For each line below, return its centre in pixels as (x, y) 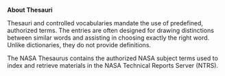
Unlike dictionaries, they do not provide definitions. (79, 45)
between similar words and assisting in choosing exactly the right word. (108, 38)
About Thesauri (30, 10)
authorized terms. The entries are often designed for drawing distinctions (111, 30)
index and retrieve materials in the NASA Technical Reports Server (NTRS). (113, 65)
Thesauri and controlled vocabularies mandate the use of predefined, (105, 23)
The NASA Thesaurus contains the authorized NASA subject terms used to (113, 58)
